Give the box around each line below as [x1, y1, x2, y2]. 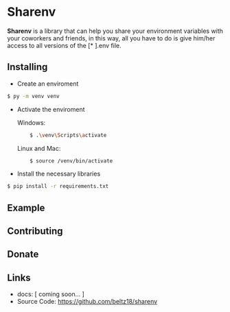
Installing [7, 61, 48, 73]
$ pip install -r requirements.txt [7, 183, 109, 190]
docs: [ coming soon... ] [16, 290, 84, 298]
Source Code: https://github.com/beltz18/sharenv [16, 298, 158, 306]
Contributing [7, 226, 63, 237]
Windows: [16, 118, 46, 127]
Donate [7, 248, 39, 261]
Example [7, 202, 45, 213]
